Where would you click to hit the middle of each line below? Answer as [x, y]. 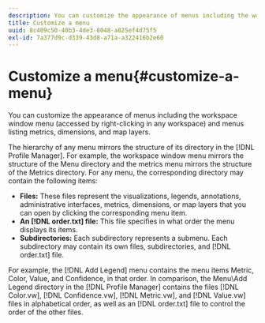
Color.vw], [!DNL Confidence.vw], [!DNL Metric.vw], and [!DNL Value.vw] [127, 295]
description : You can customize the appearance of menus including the [128, 15]
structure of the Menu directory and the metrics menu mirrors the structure [130, 164]
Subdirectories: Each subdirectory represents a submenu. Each [124, 238]
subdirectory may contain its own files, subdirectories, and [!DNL [125, 246]
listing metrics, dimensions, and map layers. [80, 132]
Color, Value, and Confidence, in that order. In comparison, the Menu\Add [128, 279]
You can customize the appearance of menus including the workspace [123, 115]
